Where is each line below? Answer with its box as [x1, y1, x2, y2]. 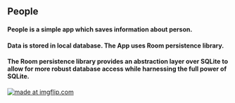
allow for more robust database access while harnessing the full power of [7, 64, 227, 73]
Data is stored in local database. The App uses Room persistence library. [7, 41, 224, 50]
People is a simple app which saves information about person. [7, 25, 193, 34]
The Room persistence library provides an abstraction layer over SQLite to [7, 57, 229, 66]
